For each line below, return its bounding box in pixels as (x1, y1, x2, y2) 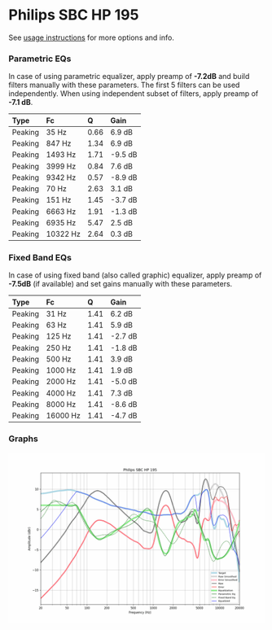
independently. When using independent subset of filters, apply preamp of (8, 89, 259, 98)
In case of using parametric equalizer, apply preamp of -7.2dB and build (8, 72, 250, 81)
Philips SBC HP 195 (8, 6, 139, 24)
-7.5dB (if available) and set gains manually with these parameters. (8, 279, 233, 289)
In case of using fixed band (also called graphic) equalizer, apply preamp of (8, 270, 262, 280)
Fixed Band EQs (8, 252, 72, 263)
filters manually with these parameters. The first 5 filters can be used (8, 80, 240, 90)
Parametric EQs (8, 53, 72, 64)
